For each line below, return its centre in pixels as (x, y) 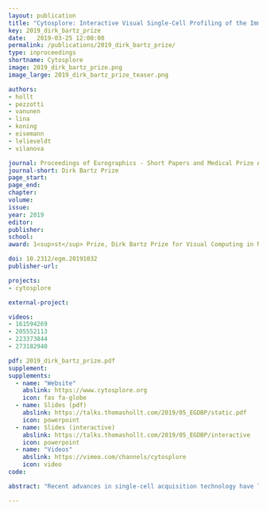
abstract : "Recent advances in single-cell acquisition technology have (131, 486)
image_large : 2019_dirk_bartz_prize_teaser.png (89, 75)
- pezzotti (26, 104)
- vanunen (25, 112)
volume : (21, 200)
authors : (23, 89)
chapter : (23, 193)
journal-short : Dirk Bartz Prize (64, 171)
